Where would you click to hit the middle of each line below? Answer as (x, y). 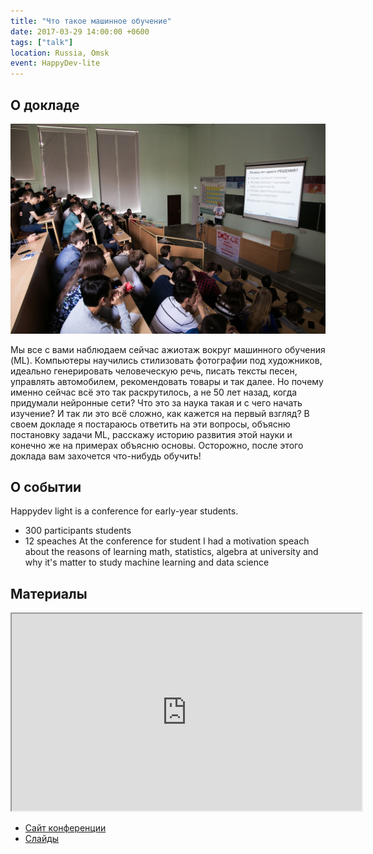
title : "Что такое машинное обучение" (91, 21)
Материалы (49, 593)
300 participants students (78, 531)
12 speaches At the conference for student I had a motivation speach (167, 541)
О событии (46, 487)
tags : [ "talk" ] (42, 42)
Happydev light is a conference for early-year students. (124, 511)
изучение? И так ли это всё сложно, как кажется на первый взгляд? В (160, 413)
